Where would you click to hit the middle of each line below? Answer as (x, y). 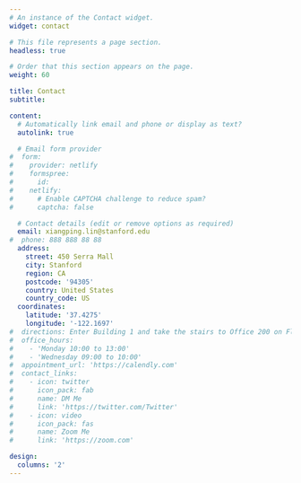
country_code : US (58, 299)
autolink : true (46, 132)
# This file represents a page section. (86, 42)
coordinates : (42, 307)
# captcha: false (52, 207)
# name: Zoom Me (50, 432)
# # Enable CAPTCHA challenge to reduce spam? (107, 198)
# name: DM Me (46, 399)
